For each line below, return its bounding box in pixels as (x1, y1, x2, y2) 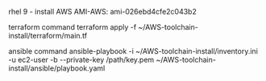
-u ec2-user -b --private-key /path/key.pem (8, 55, 155, 64)
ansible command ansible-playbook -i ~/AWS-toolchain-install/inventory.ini (8, 47, 258, 55)
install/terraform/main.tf (8, 31, 87, 40)
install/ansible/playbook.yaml (8, 63, 106, 73)
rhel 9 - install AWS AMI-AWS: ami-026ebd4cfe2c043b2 (8, 7, 197, 16)
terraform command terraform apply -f (8, 22, 137, 31)
